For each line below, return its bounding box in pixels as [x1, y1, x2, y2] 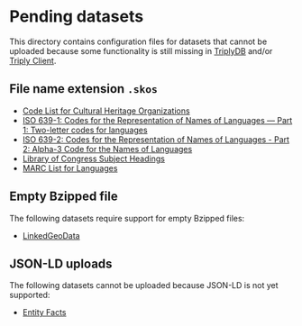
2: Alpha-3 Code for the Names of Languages [22, 143, 193, 154]
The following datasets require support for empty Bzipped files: [9, 213, 245, 223]
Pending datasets [9, 6, 144, 27]
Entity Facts [22, 307, 67, 318]
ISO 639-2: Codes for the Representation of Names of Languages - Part [22, 133, 290, 145]
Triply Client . [9, 55, 57, 66]
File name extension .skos [9, 81, 158, 96]
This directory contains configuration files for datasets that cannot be [9, 36, 268, 47]
